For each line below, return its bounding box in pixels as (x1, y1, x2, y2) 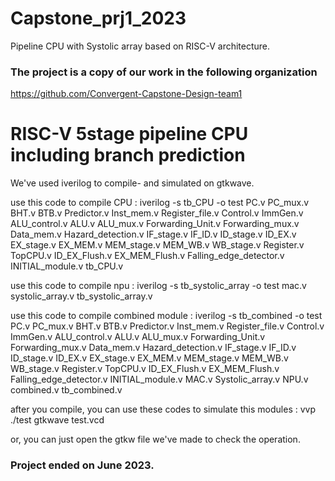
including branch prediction (10, 144, 246, 167)
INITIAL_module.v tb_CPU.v (10, 260, 124, 272)
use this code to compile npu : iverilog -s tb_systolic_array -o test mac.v (10, 280, 307, 292)
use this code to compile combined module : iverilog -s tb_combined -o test (10, 310, 323, 322)
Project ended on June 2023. (10, 458, 155, 472)
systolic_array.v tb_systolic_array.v (10, 290, 153, 302)
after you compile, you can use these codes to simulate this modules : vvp (10, 403, 317, 416)
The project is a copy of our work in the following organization (10, 65, 318, 79)
